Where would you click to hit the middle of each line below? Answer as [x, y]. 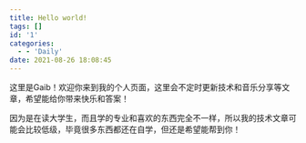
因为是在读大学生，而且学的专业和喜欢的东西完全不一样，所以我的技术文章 [149, 118]
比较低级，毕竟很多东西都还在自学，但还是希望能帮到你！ [133, 129]
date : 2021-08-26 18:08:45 [61, 60]
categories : [32, 43]
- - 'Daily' [41, 52]
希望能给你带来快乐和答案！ [77, 98]
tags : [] [26, 26]
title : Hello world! [49, 18]
